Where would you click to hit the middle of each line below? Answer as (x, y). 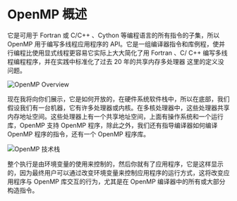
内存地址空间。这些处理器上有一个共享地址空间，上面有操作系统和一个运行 (115, 116)
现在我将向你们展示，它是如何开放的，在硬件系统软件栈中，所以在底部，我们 (119, 98)
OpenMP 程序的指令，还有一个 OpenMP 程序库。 (79, 134)
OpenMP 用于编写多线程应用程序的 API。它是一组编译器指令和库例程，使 (113, 44)
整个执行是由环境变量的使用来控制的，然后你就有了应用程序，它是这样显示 (115, 164)
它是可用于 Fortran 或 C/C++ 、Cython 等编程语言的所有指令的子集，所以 (114, 35)
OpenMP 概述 (47, 14)
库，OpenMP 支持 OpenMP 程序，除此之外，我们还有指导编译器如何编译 (113, 125)
